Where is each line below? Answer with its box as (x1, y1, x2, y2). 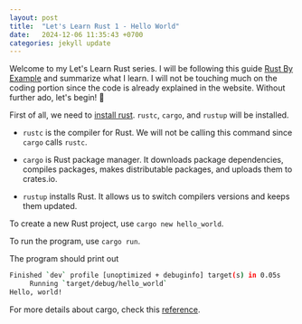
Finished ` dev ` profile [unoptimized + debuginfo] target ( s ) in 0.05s (9, 271, 281, 281)
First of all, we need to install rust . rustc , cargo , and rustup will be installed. (9, 110, 289, 120)
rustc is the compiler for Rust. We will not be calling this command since (22, 128, 293, 138)
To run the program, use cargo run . (9, 236, 141, 247)
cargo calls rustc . (22, 137, 88, 148)
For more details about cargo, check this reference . (9, 304, 201, 315)
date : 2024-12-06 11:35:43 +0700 (9, 30, 144, 39)
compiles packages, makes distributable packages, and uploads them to (22, 164, 293, 175)
